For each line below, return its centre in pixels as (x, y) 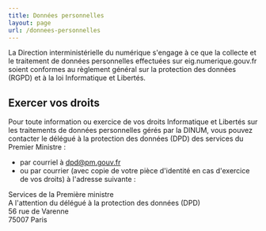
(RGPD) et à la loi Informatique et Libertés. (77, 78)
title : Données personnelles (56, 15)
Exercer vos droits (54, 102)
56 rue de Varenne (38, 211)
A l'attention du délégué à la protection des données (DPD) (104, 203)
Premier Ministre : (37, 147)
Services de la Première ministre (61, 195)
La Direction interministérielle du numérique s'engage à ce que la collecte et (133, 53)
